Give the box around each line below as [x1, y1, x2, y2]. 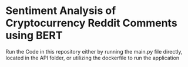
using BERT [5, 29, 63, 42]
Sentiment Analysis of [5, 4, 116, 17]
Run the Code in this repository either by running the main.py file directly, [5, 48, 183, 55]
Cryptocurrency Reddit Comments [5, 16, 177, 30]
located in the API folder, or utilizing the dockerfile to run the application [5, 54, 180, 61]
